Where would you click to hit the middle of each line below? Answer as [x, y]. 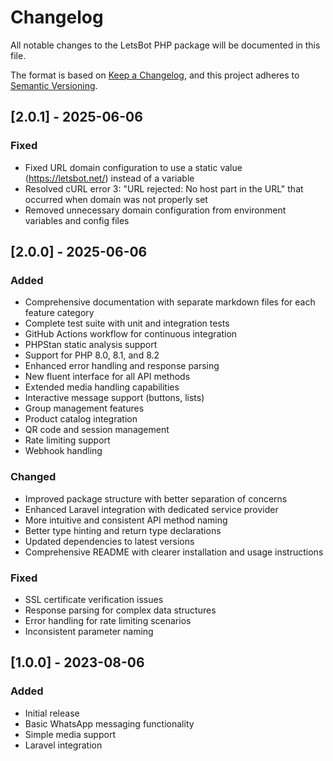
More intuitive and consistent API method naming [126, 520]
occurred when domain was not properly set [116, 199]
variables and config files [77, 220]
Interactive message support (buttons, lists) [114, 398]
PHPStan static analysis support [91, 345]
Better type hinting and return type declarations [123, 530]
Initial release [52, 713]
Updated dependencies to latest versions [109, 541]
